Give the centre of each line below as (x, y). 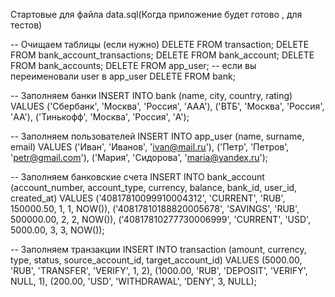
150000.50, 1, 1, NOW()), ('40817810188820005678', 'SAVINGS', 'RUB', (155, 208)
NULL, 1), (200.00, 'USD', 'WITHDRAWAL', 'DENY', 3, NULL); (133, 281)
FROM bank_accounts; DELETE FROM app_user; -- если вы (133, 65)
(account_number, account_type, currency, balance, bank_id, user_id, (154, 187)
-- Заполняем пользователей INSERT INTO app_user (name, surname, (157, 136)
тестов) (26, 25)
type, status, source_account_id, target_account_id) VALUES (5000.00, (156, 260)
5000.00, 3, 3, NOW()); (57, 230)
